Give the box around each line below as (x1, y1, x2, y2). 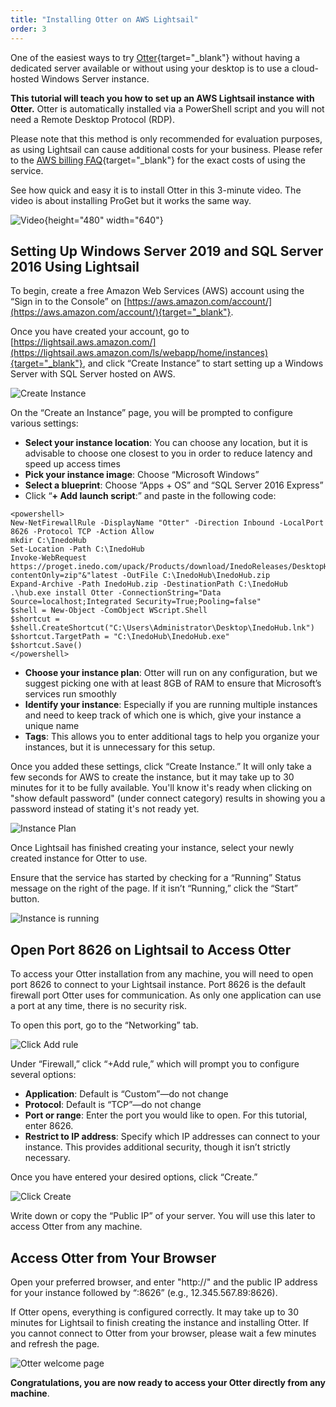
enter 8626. (24, 1120, 74, 1132)
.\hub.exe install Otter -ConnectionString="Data (10, 588, 222, 598)
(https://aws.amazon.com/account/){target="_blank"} (10, 306, 232, 318)
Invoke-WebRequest (10, 553, 87, 563)
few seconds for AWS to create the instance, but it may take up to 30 (10, 771, 295, 783)
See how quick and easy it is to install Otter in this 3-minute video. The (10, 184, 302, 196)
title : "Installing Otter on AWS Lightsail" (10, 14, 199, 25)
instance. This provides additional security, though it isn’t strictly (24, 1141, 291, 1153)
